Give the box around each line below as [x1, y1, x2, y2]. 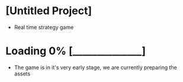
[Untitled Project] [5, 4, 92, 18]
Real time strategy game [14, 24, 74, 31]
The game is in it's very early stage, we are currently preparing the [14, 64, 177, 71]
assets [14, 70, 31, 77]
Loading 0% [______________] [5, 44, 146, 58]
